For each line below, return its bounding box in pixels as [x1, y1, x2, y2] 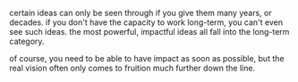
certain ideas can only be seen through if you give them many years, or [9, 8, 272, 18]
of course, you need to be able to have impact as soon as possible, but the [9, 53, 285, 63]
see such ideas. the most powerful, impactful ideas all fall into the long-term [9, 27, 290, 37]
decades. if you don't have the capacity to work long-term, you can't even [9, 17, 284, 28]
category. [9, 36, 45, 46]
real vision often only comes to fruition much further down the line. [9, 62, 256, 73]
